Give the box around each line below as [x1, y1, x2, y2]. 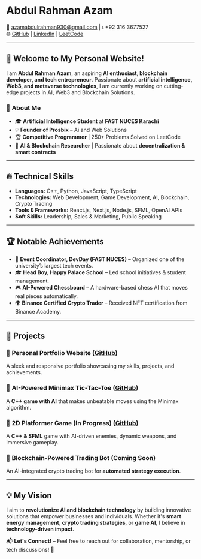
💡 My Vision [6, 490, 52, 501]
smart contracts [14, 148, 56, 156]
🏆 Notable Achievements [6, 236, 104, 247]
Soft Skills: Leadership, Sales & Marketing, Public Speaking [14, 212, 162, 220]
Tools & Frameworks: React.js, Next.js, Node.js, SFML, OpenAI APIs [14, 206, 183, 214]
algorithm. [6, 404, 32, 411]
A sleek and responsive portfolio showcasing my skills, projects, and [6, 362, 175, 369]
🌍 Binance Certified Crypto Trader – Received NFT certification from [14, 299, 188, 306]
